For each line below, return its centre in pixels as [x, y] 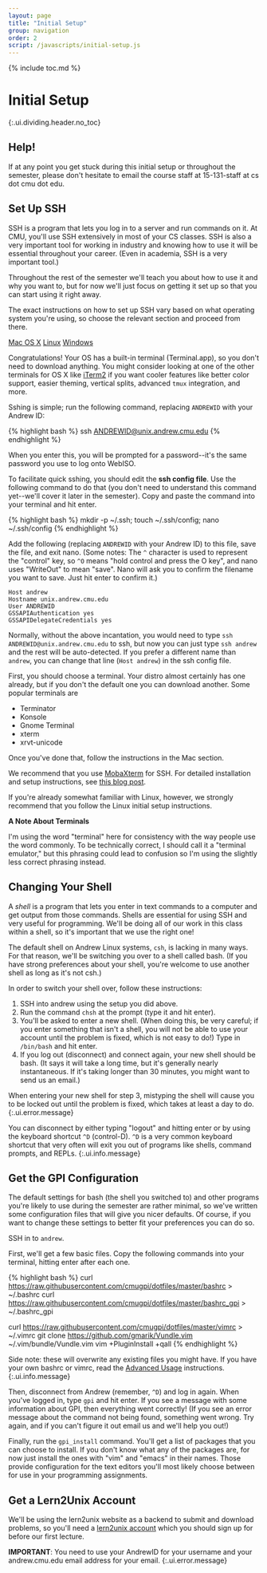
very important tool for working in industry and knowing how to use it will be [133, 245]
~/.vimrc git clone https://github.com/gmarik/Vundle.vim [101, 1336]
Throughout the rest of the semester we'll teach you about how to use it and [133, 277]
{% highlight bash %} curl [51, 1278]
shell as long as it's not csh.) [55, 972]
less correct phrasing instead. [57, 862]
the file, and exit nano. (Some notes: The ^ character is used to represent [128, 552]
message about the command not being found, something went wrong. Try [131, 1417]
